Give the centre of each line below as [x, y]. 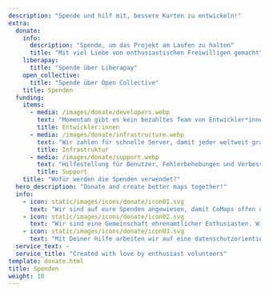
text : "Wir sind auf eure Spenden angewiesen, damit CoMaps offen [143, 209]
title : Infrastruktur [73, 150]
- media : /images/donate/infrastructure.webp [106, 134]
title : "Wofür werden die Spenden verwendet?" [102, 180]
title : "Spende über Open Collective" [94, 82]
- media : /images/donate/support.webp [94, 157]
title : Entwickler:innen [78, 127]
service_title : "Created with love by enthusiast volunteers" [121, 254]
